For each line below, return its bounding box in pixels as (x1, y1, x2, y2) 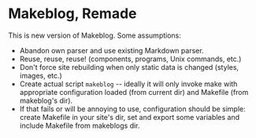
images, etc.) (19, 71, 63, 80)
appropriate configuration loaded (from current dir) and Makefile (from (19, 87, 249, 96)
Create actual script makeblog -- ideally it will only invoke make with (19, 79, 238, 89)
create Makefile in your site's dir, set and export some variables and (19, 112, 240, 122)
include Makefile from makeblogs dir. (19, 121, 140, 130)
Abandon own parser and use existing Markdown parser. (19, 45, 204, 55)
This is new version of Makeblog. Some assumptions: (8, 31, 181, 40)
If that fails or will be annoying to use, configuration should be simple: (19, 103, 246, 114)
